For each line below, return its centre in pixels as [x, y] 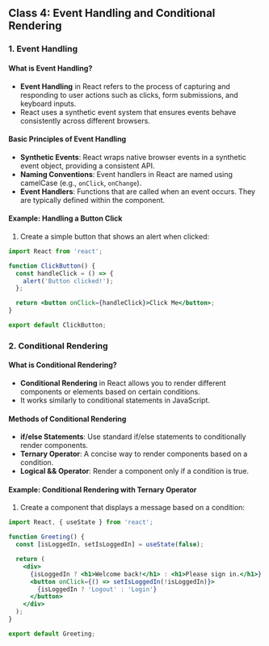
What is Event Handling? [50, 68]
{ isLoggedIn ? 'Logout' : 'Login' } [97, 589]
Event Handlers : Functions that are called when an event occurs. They [138, 191]
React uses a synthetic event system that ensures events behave [128, 112]
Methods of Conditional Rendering [67, 419]
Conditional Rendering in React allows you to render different [123, 383]
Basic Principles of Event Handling [67, 139]
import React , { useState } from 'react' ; [81, 522]
